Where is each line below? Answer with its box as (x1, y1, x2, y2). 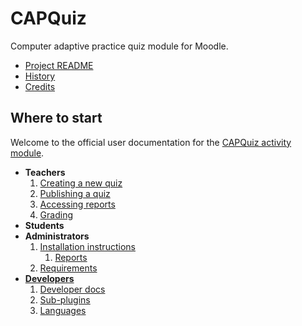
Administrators (24, 230, 90, 242)
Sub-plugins (39, 293, 91, 306)
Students (24, 219, 65, 231)
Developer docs (39, 283, 106, 295)
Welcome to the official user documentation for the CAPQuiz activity (10, 136, 292, 148)
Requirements (39, 262, 98, 274)
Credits (24, 80, 56, 92)
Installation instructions (39, 240, 136, 252)
